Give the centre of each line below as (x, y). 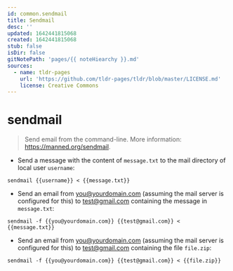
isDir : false (26, 53)
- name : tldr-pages (42, 72)
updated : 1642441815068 (42, 33)
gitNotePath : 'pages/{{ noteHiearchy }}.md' (73, 60)
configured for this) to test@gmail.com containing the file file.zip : (114, 248)
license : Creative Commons (59, 85)
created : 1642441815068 (42, 40)
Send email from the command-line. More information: (103, 139)
